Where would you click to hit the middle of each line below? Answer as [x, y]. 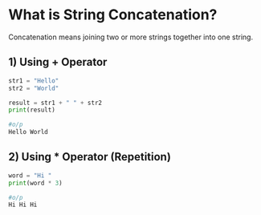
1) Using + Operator [58, 62]
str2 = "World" [34, 88]
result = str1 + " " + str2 [55, 103]
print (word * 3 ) [35, 183]
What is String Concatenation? [113, 15]
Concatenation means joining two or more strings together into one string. [131, 37]
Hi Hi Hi [23, 205]
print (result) [32, 110]
